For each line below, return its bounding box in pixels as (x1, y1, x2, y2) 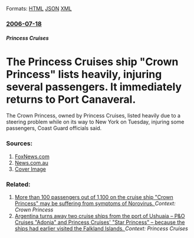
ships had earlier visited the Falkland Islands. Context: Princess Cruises (14, 225, 189, 232)
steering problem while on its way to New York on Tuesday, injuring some (6, 118, 185, 126)
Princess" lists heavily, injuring (6, 67, 162, 81)
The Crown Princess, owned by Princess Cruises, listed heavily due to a (6, 112, 181, 119)
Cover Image (14, 165, 46, 172)
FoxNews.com (14, 153, 50, 160)
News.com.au (14, 159, 48, 166)
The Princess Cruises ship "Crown (6, 55, 179, 69)
